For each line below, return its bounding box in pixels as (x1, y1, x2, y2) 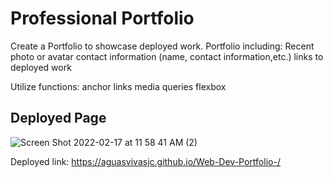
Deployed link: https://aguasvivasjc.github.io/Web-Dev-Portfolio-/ (10, 155, 281, 167)
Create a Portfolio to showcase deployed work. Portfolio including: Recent (10, 40, 315, 52)
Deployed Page (10, 110, 107, 127)
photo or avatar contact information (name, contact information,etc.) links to (10, 50, 324, 62)
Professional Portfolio (10, 7, 195, 30)
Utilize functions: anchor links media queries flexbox (10, 80, 227, 92)
